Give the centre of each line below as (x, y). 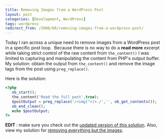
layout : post (19, 14)
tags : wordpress (22, 24)
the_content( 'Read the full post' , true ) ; (55, 97)
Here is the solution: (26, 79)
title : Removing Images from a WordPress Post (54, 10)
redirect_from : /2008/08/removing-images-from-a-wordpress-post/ (74, 28)
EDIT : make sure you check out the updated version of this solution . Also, (81, 125)
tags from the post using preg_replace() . (47, 69)
